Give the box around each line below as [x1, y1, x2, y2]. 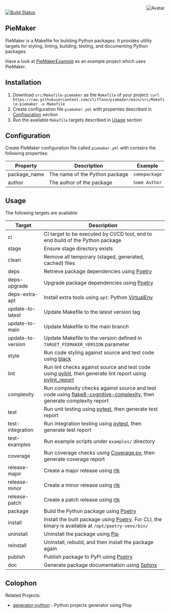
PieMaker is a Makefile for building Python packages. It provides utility [5, 38, 152, 44]
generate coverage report [44, 456, 105, 463]
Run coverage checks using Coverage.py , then [44, 449, 155, 456]
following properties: [5, 150, 49, 156]
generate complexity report [44, 397, 109, 404]
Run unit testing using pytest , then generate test [44, 405, 158, 413]
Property [15, 162, 37, 169]
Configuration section [12, 111, 58, 117]
